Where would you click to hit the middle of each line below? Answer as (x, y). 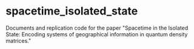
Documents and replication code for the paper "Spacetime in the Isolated (97, 28)
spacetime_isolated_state (72, 11)
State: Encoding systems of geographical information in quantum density (97, 34)
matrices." (18, 41)
